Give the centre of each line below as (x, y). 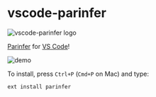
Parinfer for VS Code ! (39, 46)
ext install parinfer (39, 86)
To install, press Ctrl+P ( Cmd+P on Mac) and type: (78, 74)
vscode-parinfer (57, 13)
